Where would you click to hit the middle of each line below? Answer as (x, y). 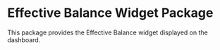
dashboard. (24, 39)
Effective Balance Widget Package (110, 13)
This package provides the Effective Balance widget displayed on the (108, 32)
